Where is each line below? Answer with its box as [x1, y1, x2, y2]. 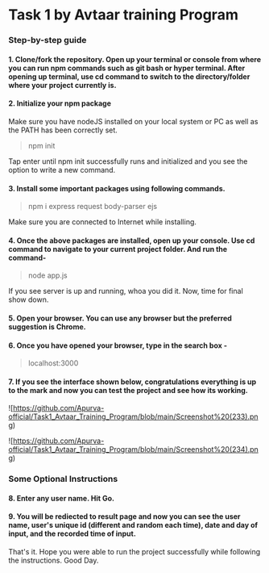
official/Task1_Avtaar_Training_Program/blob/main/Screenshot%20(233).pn [8, 412, 259, 421]
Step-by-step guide [8, 35, 87, 46]
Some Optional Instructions [8, 474, 118, 485]
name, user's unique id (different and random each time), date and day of [8, 521, 259, 530]
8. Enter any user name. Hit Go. [8, 493, 115, 503]
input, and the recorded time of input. [8, 529, 137, 538]
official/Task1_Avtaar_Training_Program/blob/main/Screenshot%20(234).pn [8, 445, 259, 454]
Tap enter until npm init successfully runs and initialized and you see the [8, 156, 248, 166]
